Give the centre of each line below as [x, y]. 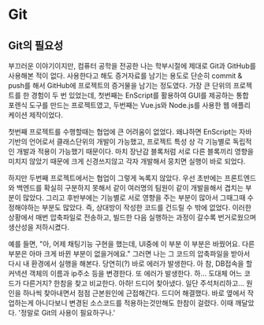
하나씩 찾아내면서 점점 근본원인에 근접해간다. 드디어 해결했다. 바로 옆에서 [134, 293]
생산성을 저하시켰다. [39, 227]
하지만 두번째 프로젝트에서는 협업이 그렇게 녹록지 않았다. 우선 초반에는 [115, 178]
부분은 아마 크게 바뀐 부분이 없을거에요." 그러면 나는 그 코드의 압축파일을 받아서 [129, 254]
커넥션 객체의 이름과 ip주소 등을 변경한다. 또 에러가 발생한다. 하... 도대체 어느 [125, 273]
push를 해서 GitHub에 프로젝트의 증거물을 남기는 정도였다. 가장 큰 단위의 [120, 85]
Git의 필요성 [36, 45]
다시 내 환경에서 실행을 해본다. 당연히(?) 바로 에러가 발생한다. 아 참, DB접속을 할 [130, 264]
